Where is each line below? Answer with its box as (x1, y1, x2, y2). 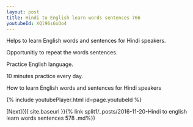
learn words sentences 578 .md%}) (6, 114, 96, 122)
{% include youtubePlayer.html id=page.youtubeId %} (6, 96, 142, 104)
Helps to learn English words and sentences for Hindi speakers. (6, 37, 166, 45)
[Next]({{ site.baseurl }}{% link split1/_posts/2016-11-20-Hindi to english (6, 108, 188, 115)
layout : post (6, 9, 40, 15)
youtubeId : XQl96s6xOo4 (6, 20, 67, 26)
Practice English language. (6, 60, 73, 68)
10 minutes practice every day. (6, 73, 84, 80)
